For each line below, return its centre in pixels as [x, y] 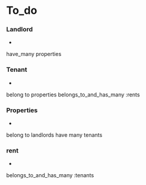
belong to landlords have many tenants [54, 135]
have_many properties [34, 54]
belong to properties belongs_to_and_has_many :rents [73, 95]
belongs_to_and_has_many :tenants [50, 175]
